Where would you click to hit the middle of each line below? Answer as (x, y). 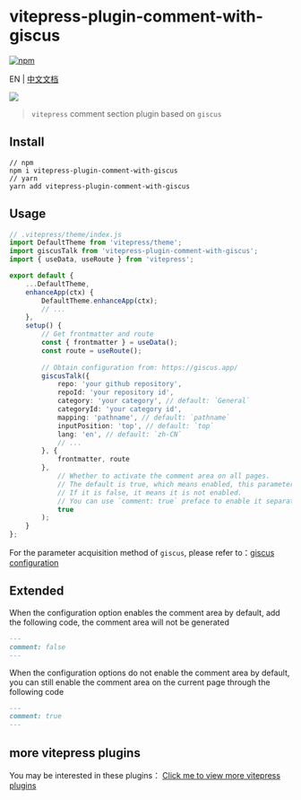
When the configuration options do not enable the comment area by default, (150, 673)
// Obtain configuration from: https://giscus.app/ (140, 367)
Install (27, 142)
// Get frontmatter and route (98, 334)
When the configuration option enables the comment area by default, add (145, 612)
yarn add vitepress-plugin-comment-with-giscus (100, 186)
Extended (37, 591)
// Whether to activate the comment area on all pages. (163, 476)
